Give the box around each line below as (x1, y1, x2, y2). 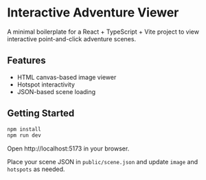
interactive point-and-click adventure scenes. (7, 34, 136, 43)
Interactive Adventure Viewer (7, 5, 179, 21)
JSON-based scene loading (16, 87, 96, 95)
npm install (7, 126, 41, 133)
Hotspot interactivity (16, 80, 76, 89)
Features (7, 55, 46, 67)
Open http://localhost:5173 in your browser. (7, 144, 130, 153)
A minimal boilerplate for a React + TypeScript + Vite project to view (7, 27, 199, 36)
